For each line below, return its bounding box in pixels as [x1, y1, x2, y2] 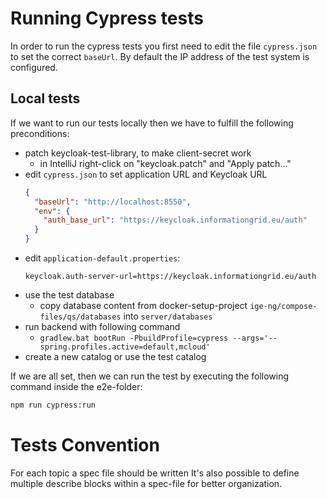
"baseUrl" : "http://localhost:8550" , [34, 197, 192, 207]
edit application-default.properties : [24, 252, 181, 264]
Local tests [10, 90, 81, 107]
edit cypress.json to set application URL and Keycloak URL [24, 168, 268, 180]
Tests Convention [10, 434, 160, 457]
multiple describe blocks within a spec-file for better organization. [10, 477, 283, 489]
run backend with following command [24, 321, 181, 332]
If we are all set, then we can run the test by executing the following [10, 370, 290, 382]
